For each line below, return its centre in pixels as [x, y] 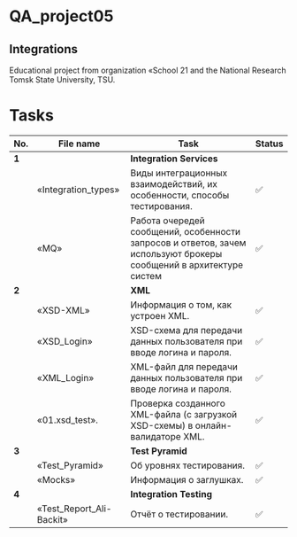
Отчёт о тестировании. [179, 514]
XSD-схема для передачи [187, 330]
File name [80, 144]
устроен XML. [160, 315]
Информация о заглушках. [187, 479]
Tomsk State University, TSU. [62, 80]
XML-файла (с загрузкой [183, 414]
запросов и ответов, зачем [188, 243]
